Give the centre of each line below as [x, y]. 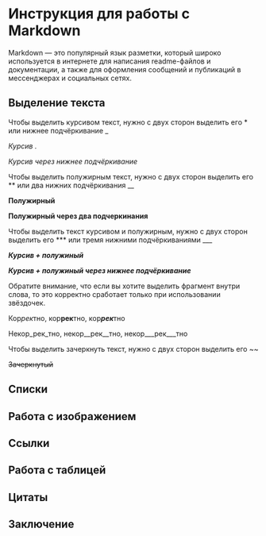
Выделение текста [57, 103]
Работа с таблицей [57, 470]
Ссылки [29, 443]
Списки [28, 389]
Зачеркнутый [31, 364]
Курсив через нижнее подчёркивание [73, 161]
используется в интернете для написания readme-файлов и [110, 61]
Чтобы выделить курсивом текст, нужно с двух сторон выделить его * [128, 122]
